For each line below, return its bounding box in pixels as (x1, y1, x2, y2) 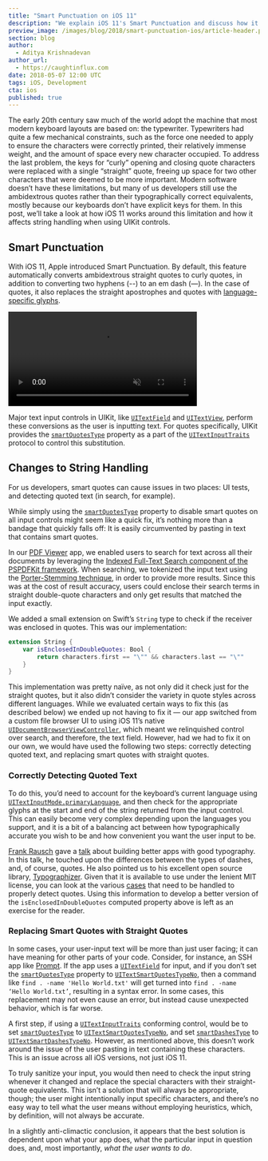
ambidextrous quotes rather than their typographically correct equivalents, (8, 192, 254, 201)
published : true (8, 94, 62, 102)
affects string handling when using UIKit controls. (8, 217, 171, 227)
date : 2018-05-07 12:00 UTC (8, 71, 102, 79)
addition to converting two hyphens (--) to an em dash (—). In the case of (8, 279, 250, 289)
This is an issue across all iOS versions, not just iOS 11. (8, 1052, 187, 1062)
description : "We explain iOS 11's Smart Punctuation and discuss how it (8, 19, 259, 27)
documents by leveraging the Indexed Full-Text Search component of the (8, 556, 249, 565)
